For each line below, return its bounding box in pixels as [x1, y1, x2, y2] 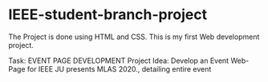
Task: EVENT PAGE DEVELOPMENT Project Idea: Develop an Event [8, 56, 229, 65]
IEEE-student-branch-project [8, 6, 207, 24]
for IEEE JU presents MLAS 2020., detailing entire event [26, 64, 212, 73]
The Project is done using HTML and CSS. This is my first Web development [8, 32, 260, 41]
